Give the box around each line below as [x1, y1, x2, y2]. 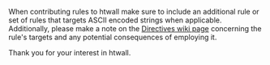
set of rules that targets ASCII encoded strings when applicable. [8, 15, 222, 25]
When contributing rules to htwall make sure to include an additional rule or [8, 7, 259, 16]
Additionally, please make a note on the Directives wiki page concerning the [8, 24, 262, 33]
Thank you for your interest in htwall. [8, 48, 131, 57]
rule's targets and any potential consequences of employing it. [8, 32, 217, 42]
